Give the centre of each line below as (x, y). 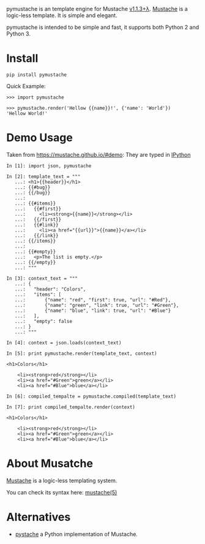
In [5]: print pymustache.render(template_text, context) (82, 353)
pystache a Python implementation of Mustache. (76, 534)
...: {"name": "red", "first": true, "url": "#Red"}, (93, 300)
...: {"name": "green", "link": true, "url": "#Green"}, (97, 305)
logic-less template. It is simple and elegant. (62, 15)
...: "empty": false (43, 321)
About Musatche (50, 463)
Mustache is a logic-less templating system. (62, 480)
